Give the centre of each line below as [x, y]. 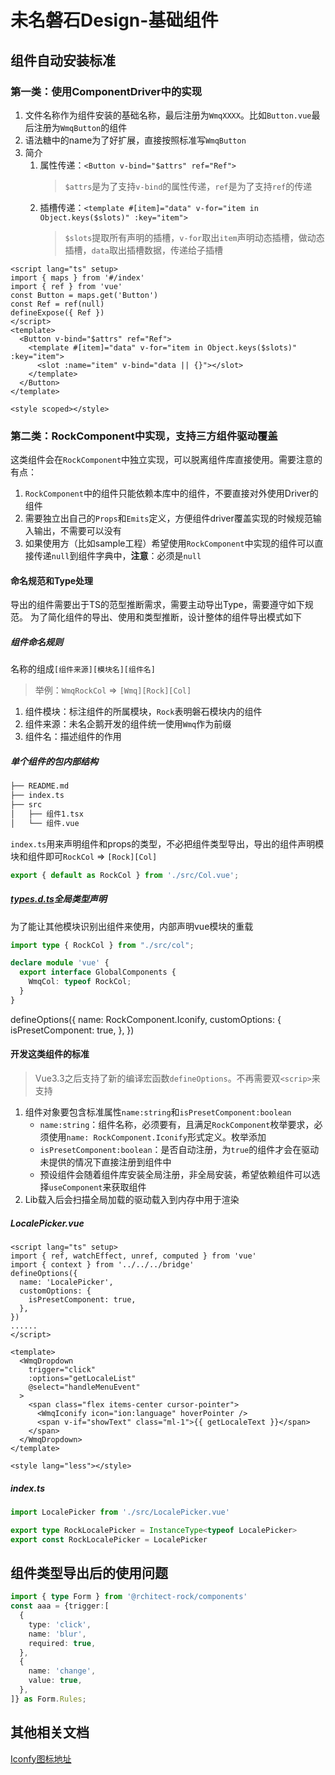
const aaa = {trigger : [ [60, 1606]
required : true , [62, 1643]
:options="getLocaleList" [82, 1378]
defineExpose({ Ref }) [57, 312]
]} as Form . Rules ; [48, 1699]
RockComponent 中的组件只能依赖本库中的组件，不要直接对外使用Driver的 [171, 493]
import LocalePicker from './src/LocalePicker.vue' [120, 1512]
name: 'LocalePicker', [66, 1282]
